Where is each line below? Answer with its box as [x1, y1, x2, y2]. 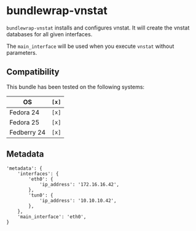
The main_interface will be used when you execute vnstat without [6, 42, 174, 50]
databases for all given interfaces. [6, 30, 93, 37]
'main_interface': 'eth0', [17, 213, 87, 220]
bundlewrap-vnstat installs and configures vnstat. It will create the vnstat [6, 24, 190, 31]
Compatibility [6, 67, 60, 77]
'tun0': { [28, 192, 53, 198]
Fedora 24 [9, 108, 40, 117]
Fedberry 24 [9, 128, 46, 136]
